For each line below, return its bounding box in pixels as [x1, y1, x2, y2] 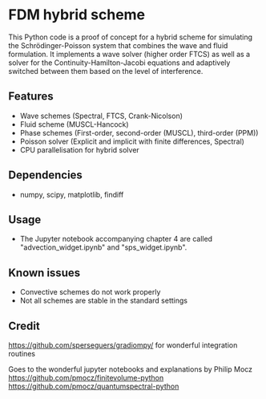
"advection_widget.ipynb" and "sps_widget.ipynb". [19, 242, 187, 252]
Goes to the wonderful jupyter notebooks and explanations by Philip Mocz [8, 364, 253, 374]
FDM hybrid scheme [8, 6, 146, 24]
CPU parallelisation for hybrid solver [19, 145, 140, 154]
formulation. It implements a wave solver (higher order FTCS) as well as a [8, 49, 251, 59]
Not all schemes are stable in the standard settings [19, 295, 188, 306]
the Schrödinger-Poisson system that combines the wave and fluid [8, 40, 228, 50]
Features [8, 90, 54, 104]
